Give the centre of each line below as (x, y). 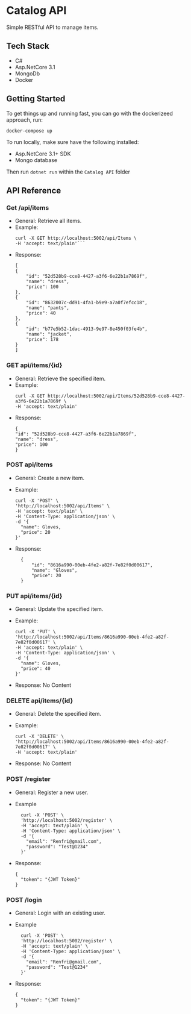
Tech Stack (28, 46)
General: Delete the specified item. (58, 714)
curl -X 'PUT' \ (35, 632)
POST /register (29, 779)
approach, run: (25, 120)
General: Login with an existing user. (60, 913)
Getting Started (36, 99)
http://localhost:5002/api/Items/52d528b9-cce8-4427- (116, 396)
